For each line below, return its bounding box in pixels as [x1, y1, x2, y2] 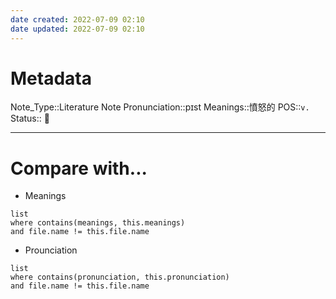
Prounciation [24, 244, 78, 256]
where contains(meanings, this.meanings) [10, 218, 186, 228]
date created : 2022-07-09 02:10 [10, 14, 145, 25]
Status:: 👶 [10, 112, 50, 125]
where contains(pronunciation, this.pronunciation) [10, 272, 230, 283]
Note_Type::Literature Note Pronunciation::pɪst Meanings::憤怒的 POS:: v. [10, 101, 310, 113]
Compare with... [10, 157, 148, 180]
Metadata [10, 67, 92, 90]
